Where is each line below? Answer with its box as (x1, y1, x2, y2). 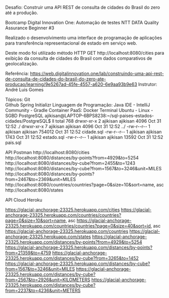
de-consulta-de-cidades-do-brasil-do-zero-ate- (5, 76, 106, 82)
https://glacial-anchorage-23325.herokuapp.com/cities (5, 207, 120, 212)
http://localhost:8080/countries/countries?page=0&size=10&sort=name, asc (5, 182, 164, 188)
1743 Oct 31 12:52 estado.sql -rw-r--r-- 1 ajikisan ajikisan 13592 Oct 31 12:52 (5, 134, 163, 140)
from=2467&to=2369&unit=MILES (5, 176, 76, 182)
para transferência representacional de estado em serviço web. (5, 40, 137, 46)
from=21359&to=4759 (5, 250, 51, 255)
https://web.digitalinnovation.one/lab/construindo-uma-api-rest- (30, 70, 164, 77)
